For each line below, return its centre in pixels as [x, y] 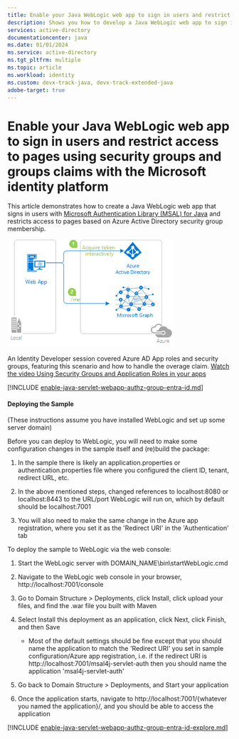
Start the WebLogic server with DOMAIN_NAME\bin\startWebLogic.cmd [123, 563]
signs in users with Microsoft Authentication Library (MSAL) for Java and [114, 214]
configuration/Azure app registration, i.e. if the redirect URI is [118, 656]
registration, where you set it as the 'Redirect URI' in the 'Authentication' [123, 528]
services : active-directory [49, 30]
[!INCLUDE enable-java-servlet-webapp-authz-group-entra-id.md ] [106, 388]
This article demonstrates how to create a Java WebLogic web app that [112, 206]
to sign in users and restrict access [113, 141]
